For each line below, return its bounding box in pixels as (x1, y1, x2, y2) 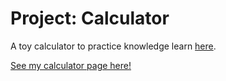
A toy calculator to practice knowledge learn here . (10, 40, 217, 52)
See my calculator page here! (10, 59, 132, 71)
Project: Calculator (10, 7, 170, 30)
